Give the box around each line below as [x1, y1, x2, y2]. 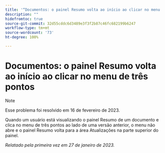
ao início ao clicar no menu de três [5, 71, 148, 82]
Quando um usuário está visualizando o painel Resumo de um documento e [5, 116, 159, 122]
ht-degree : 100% [5, 35, 39, 40]
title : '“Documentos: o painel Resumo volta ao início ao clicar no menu [5, 7, 161, 12]
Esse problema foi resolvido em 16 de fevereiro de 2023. [5, 107, 120, 113]
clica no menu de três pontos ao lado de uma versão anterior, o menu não [5, 122, 156, 128]
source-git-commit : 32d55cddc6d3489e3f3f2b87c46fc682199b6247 [5, 21, 136, 26]
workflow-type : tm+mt [5, 26, 50, 31]
